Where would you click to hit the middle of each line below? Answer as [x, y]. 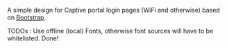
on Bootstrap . [27, 17]
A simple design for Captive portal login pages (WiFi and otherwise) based [113, 10]
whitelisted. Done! [33, 38]
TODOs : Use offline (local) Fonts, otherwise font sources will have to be [110, 31]
